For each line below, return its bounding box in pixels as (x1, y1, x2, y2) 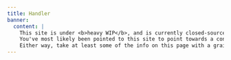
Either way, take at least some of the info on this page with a (19, 42, 211, 49)
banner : (7, 17, 30, 23)
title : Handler (7, 10, 51, 17)
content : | (13, 23, 45, 30)
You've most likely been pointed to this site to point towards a (19, 36, 214, 43)
